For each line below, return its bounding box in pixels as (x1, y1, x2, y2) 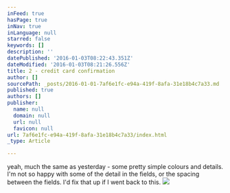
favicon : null (13, 125, 54, 132)
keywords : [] (7, 42, 45, 49)
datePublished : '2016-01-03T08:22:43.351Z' (7, 55, 134, 62)
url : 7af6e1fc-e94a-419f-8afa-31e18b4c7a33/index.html (7, 131, 168, 138)
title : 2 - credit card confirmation (7, 67, 115, 74)
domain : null (13, 112, 51, 119)
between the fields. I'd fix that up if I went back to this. (7, 178, 161, 186)
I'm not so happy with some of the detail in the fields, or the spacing (7, 170, 200, 179)
